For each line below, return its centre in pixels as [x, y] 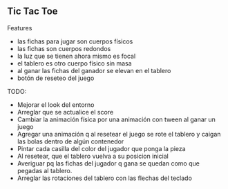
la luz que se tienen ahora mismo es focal [76, 56]
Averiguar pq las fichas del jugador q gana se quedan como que [108, 163]
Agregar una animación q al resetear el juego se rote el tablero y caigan [119, 134]
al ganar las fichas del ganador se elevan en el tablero [94, 70]
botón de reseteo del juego [56, 78]
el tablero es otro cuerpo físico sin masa [75, 63]
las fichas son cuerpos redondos [64, 48]
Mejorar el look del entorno [56, 105]
